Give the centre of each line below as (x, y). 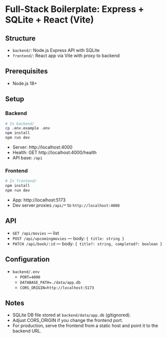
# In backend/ (20, 123)
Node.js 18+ (25, 83)
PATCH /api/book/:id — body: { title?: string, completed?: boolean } (87, 243)
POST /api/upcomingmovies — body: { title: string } (68, 238)
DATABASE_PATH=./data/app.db (50, 282)
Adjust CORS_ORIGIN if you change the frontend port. (68, 320)
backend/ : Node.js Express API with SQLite (56, 50)
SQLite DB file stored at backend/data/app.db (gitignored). (71, 315)
